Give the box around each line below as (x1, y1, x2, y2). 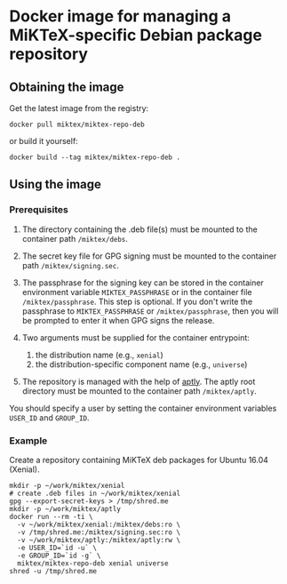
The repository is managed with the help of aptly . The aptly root (21, 376, 256, 387)
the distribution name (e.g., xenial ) (35, 349, 163, 360)
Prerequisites (9, 204, 68, 216)
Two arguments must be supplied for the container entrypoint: (21, 332, 251, 343)
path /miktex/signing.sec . (21, 260, 120, 270)
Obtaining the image (9, 79, 124, 94)
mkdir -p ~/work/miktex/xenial (9, 481, 125, 490)
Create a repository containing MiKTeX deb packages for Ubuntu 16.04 (9, 454, 269, 465)
